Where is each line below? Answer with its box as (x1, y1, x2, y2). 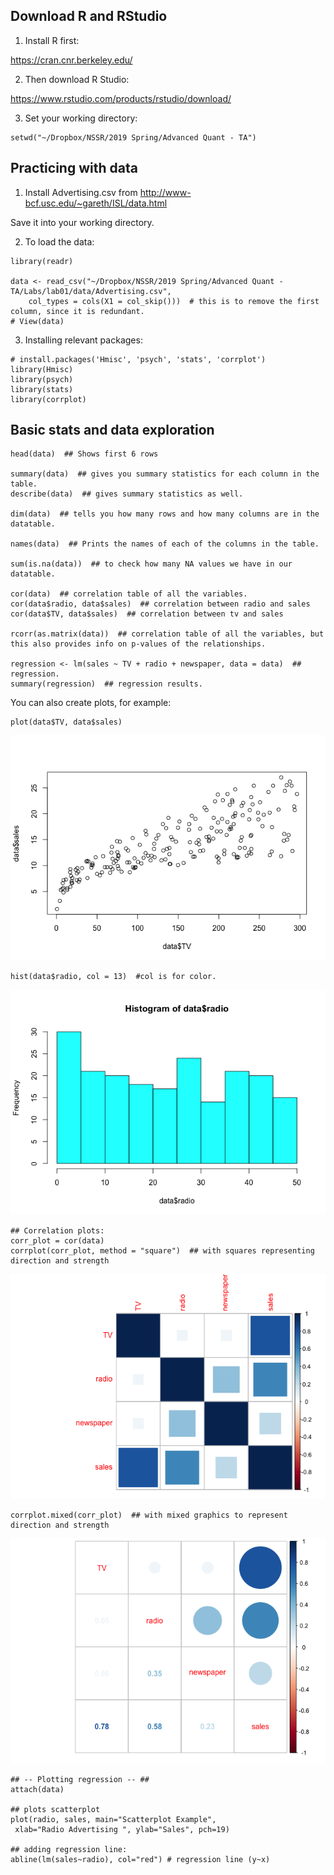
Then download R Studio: (24, 73, 130, 85)
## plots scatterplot (10, 1805, 101, 1815)
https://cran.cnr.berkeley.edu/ (10, 54, 133, 66)
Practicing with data (10, 160, 138, 177)
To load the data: (24, 235, 95, 248)
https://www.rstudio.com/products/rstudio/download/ (10, 92, 232, 104)
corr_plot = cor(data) (10, 1236, 105, 1246)
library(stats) (10, 384, 74, 394)
